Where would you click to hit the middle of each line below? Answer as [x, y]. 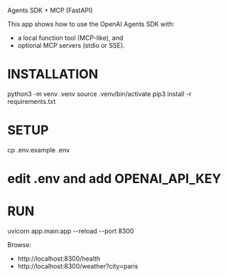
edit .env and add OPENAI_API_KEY [114, 179]
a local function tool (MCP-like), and [70, 38]
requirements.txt [32, 101]
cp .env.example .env [38, 150]
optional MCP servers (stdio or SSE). [71, 45]
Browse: [20, 245]
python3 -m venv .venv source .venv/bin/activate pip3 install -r [99, 94]
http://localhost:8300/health [59, 258]
